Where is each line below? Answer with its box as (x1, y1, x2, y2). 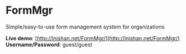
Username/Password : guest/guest (5, 41, 93, 48)
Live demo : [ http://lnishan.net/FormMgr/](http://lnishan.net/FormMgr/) (5, 34, 180, 42)
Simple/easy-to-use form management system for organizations (5, 23, 165, 30)
